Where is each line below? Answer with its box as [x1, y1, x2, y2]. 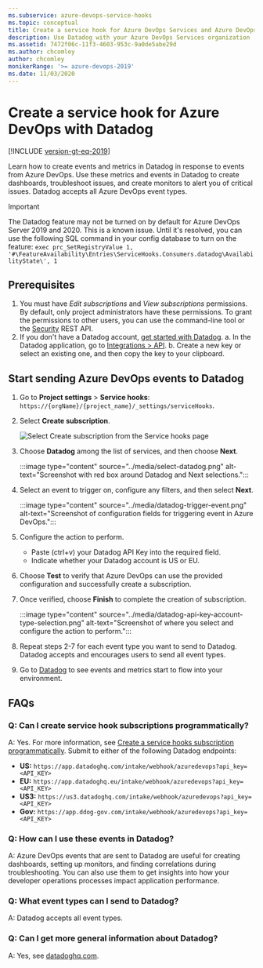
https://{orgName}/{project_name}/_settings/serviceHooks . [19, 401, 215, 410]
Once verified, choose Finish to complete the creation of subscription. [19, 595, 247, 604]
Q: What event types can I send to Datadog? [8, 896, 179, 907]
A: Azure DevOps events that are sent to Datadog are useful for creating [8, 851, 240, 861]
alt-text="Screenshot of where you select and [85, 618, 234, 628]
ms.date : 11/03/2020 [8, 70, 76, 78]
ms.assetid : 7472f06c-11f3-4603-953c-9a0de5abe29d [8, 41, 177, 49]
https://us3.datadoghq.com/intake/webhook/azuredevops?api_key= [38, 793, 252, 801]
